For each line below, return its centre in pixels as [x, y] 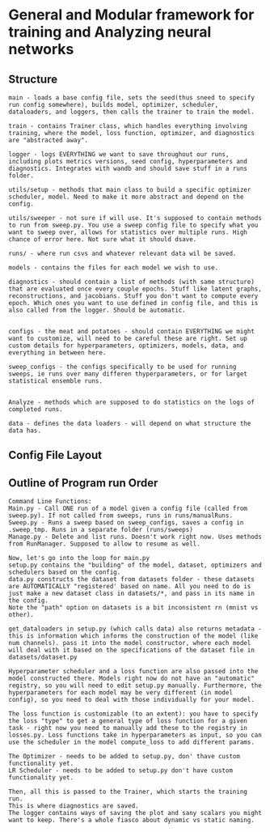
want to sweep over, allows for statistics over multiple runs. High [128, 232]
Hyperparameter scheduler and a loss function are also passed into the [133, 672]
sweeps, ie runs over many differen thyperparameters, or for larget [128, 374]
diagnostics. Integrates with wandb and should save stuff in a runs [128, 168]
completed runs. [36, 410]
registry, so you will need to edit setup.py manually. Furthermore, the [135, 686]
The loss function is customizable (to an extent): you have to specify [133, 714]
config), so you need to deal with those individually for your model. [131, 700]
